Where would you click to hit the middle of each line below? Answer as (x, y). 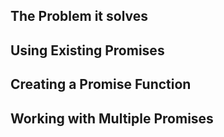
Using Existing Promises (87, 50)
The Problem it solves (79, 16)
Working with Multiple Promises (112, 118)
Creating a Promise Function (101, 84)
